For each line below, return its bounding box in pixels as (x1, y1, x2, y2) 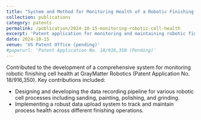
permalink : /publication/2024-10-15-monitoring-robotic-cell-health (6, 25, 181, 31)
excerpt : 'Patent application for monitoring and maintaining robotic (6, 31, 186, 37)
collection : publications (6, 14, 71, 20)
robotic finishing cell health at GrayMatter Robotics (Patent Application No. (6, 70, 190, 77)
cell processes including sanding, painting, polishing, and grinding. (14, 94, 180, 101)
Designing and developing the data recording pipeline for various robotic (14, 87, 194, 95)
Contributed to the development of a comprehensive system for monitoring (6, 64, 191, 71)
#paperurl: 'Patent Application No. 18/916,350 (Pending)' (6, 48, 157, 53)
